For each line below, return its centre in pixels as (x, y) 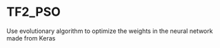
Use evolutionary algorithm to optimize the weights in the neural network (110, 31)
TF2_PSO (34, 12)
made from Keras (31, 38)
